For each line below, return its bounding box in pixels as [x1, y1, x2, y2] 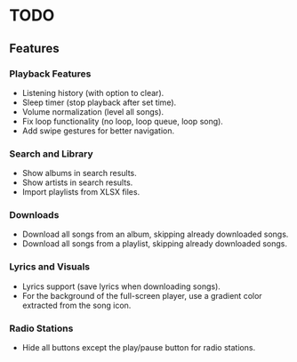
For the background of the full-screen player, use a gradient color [21, 290, 262, 301]
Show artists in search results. [21, 177, 133, 188]
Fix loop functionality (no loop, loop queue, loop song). [21, 116, 224, 126]
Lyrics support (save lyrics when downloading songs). [21, 281, 221, 292]
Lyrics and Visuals [9, 261, 91, 273]
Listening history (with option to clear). [21, 87, 165, 98]
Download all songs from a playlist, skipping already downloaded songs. [21, 238, 287, 249]
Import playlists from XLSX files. [21, 187, 140, 197]
